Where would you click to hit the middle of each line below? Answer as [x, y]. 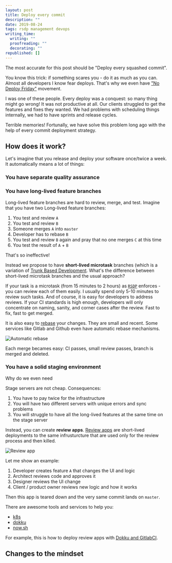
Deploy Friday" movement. [33, 88]
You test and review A [35, 218]
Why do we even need [29, 378]
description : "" [23, 20]
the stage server [30, 420]
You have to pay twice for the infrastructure [59, 398]
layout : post [19, 10]
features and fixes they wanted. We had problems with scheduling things [82, 109]
